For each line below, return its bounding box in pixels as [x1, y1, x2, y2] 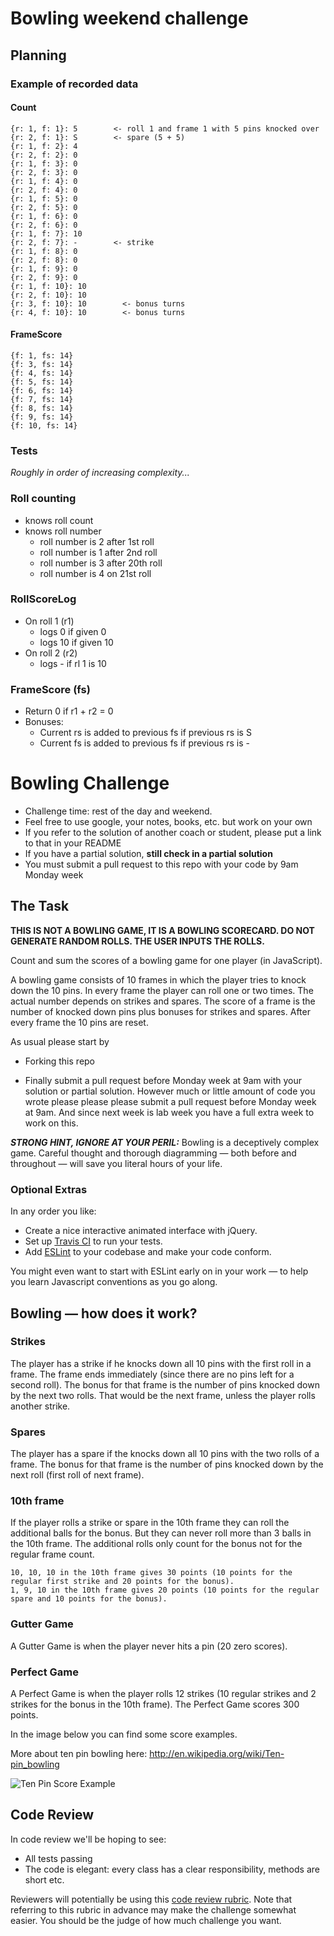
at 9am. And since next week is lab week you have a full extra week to [24, 1106, 315, 1118]
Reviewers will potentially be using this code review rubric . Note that [10, 1893, 293, 1905]
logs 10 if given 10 [39, 636, 114, 648]
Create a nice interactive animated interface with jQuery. [24, 1225, 258, 1237]
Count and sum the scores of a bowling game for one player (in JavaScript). [10, 954, 323, 966]
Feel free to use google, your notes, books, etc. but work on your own [24, 816, 313, 828]
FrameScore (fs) [10, 682, 91, 696]
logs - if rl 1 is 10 [39, 657, 107, 669]
